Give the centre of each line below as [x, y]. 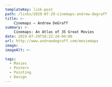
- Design [18, 77]
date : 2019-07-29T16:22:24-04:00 [39, 37]
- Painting [20, 72]
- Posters [19, 68]
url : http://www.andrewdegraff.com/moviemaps [52, 41]
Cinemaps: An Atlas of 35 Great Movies [54, 32]
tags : [10, 59]
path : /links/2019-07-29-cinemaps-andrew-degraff [56, 14]
